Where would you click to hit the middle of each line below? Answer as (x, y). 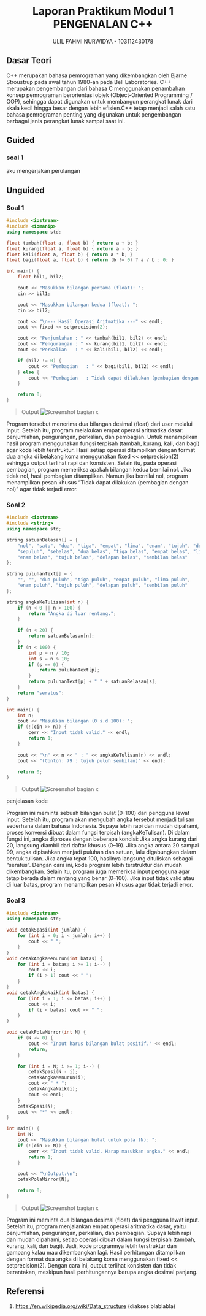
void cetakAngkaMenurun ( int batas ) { (55, 958)
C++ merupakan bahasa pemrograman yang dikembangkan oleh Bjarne (97, 75)
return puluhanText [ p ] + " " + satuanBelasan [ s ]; (93, 682)
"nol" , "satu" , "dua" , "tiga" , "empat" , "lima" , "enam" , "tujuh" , (104, 546)
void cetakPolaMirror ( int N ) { (46, 1032)
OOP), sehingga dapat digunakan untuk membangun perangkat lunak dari (100, 101)
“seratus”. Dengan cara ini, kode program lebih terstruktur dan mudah (94, 865)
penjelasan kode (27, 801)
